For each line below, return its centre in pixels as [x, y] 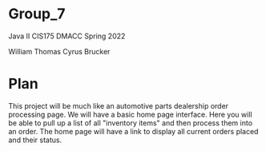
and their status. [35, 140]
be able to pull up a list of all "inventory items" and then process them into [131, 123]
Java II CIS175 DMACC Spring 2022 [67, 36]
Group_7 [37, 14]
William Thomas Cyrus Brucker [59, 51]
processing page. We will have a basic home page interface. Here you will [130, 114]
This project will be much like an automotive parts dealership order [119, 105]
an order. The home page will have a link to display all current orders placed [133, 131]
